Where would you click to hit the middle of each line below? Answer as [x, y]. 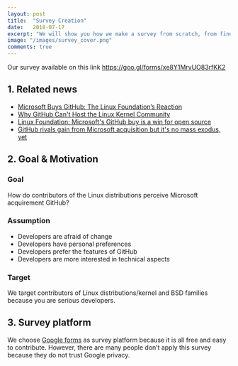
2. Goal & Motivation [53, 160]
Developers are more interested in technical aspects [93, 259]
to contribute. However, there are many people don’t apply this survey [109, 347]
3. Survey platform [49, 323]
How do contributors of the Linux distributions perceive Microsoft [103, 195]
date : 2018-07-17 [36, 27]
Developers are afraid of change [65, 236]
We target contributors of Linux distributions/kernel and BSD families [108, 293]
